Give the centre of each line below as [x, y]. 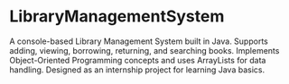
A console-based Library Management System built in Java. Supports [139, 41]
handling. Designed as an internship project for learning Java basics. [137, 70]
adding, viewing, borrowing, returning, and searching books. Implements [144, 50]
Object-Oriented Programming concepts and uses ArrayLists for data [138, 60]
